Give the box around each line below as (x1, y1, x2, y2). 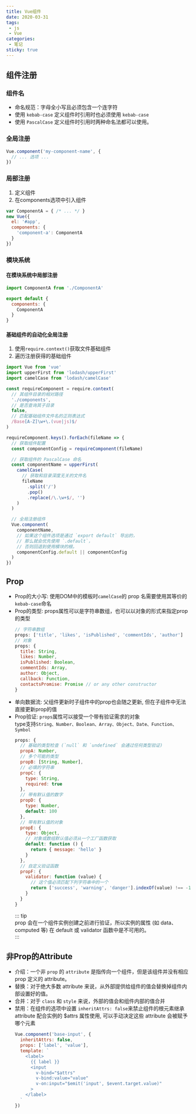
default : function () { (25, 841, 83, 847)
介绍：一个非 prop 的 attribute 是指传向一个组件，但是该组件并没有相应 (14, 968, 189, 975)
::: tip (14, 912, 28, 919)
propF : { (20, 868, 42, 874)
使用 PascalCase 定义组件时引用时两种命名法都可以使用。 (14, 118, 153, 125)
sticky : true (6, 47, 38, 53)
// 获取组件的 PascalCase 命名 (11, 456, 82, 462)
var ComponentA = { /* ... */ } (6, 208, 85, 214)
